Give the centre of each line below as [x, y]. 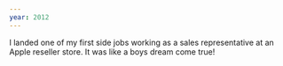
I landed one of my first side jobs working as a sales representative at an [142, 42]
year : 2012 [29, 17]
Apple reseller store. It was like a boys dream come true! [112, 51]
